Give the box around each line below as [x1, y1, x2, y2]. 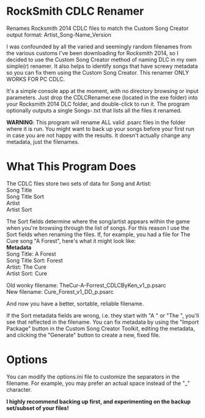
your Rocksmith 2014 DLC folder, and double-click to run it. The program [6, 100, 190, 108]
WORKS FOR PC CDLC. [6, 75, 65, 83]
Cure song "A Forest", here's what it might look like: [6, 237, 136, 244]
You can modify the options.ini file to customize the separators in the [6, 373, 180, 380]
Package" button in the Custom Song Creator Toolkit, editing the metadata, [6, 324, 195, 332]
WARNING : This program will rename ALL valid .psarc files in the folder [6, 118, 185, 126]
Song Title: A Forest [6, 250, 56, 258]
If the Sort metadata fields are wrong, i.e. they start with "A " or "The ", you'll [6, 312, 199, 319]
